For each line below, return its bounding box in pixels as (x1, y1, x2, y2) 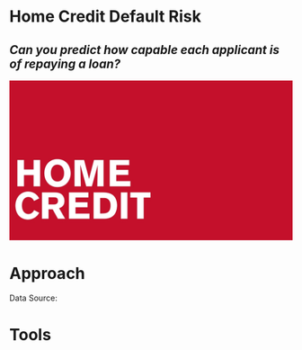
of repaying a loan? (9, 56, 121, 71)
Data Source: (9, 292, 58, 303)
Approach (9, 263, 85, 283)
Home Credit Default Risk (9, 6, 202, 27)
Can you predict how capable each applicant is (9, 42, 280, 58)
